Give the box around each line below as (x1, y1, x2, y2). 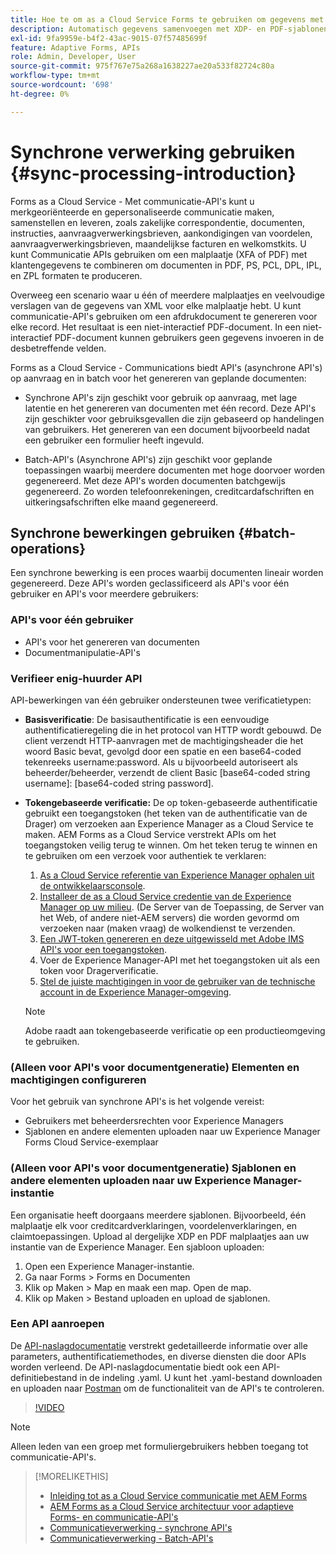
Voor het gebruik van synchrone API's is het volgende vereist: (10, 1096, 265, 1108)
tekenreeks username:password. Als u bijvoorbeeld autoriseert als (24, 756, 298, 768)
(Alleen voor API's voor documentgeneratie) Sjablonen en (10, 1161, 297, 1175)
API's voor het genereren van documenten (24, 636, 200, 648)
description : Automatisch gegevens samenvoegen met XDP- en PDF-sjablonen (10, 24, 329, 34)
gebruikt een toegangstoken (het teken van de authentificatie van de (24, 807, 308, 819)
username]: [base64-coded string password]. (24, 777, 214, 789)
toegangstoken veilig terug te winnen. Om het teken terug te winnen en (24, 839, 318, 851)
